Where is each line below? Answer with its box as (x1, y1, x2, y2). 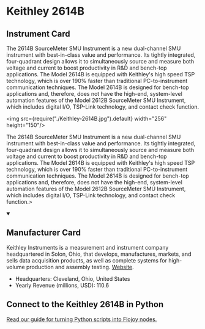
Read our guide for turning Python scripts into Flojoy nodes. (6, 316, 157, 323)
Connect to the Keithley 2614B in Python (6, 299, 164, 309)
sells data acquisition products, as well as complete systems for (6, 256, 167, 264)
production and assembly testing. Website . (26, 263, 135, 270)
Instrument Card (6, 29, 70, 39)
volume (6, 263, 26, 270)
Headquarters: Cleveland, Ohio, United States (15, 275, 130, 282)
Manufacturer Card (6, 228, 81, 238)
